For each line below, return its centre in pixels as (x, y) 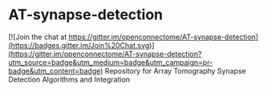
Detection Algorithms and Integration (69, 79)
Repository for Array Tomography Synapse (175, 70)
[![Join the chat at (38, 37)
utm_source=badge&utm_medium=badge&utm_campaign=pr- (111, 62)
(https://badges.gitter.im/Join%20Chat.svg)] (81, 45)
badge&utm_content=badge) (56, 70)
